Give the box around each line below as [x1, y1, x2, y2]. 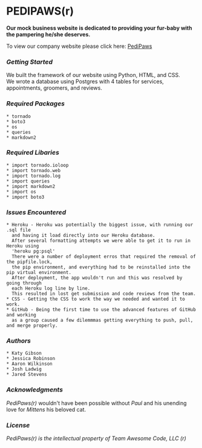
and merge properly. [6, 323, 59, 329]
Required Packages [6, 99, 65, 108]
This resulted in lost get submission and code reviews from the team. [11, 291, 197, 297]
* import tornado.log [6, 173, 61, 179]
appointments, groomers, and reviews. [6, 84, 103, 92]
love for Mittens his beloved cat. [6, 406, 86, 413]
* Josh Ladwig [6, 366, 42, 372]
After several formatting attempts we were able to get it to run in [11, 238, 191, 244]
